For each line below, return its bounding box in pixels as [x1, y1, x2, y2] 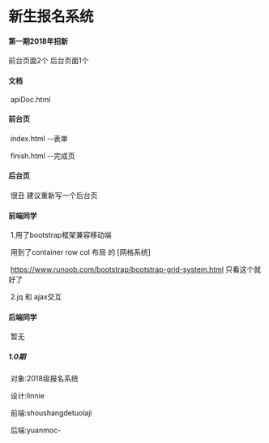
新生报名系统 [8, 7, 95, 26]
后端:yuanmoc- [10, 425, 62, 435]
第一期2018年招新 [8, 36, 69, 45]
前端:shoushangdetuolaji [10, 408, 92, 418]
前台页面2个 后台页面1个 [8, 56, 89, 66]
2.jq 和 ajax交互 [10, 292, 62, 302]
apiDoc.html [10, 94, 51, 104]
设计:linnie [10, 391, 45, 401]
